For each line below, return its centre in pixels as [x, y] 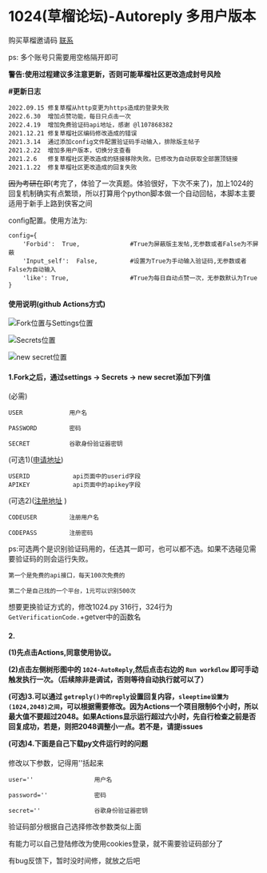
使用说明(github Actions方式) [57, 304]
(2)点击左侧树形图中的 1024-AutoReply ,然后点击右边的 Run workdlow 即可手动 [133, 669]
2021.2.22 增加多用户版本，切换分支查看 [70, 150]
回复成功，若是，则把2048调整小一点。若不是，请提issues [106, 726]
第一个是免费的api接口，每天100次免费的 [67, 576]
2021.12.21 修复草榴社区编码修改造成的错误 [73, 133]
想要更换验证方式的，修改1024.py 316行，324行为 [91, 607]
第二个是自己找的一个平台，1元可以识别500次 [72, 591]
